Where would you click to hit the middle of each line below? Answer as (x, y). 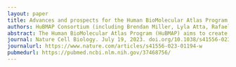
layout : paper (28, 14)
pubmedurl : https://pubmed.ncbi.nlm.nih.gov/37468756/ (89, 53)
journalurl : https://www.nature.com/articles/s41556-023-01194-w (105, 46)
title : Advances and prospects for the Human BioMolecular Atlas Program (118, 20)
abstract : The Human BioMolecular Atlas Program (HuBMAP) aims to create (118, 33)
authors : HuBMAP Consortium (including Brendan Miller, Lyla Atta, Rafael (119, 27)
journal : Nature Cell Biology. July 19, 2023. (77, 40)
